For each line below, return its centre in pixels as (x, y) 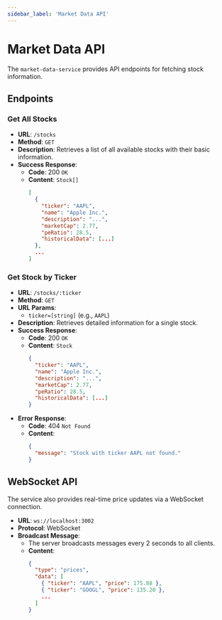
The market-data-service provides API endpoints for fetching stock (106, 69)
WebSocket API (43, 482)
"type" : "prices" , (62, 570)
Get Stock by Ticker (42, 277)
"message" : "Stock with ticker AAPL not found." (108, 453)
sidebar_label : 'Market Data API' (59, 14)
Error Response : (42, 418)
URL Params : (37, 308)
